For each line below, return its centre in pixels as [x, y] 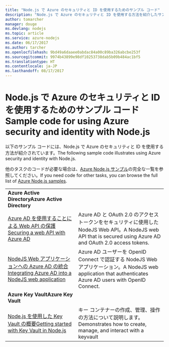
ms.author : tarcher [26, 47]
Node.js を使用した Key [35, 316]
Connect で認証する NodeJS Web [118, 259]
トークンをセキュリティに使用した [118, 222]
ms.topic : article [24, 33]
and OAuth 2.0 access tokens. [114, 242]
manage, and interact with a [111, 330]
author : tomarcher [24, 19]
